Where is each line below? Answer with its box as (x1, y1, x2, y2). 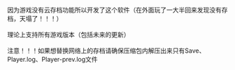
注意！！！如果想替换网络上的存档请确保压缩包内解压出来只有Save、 (7, 46, 206, 55)
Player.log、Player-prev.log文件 (7, 55, 98, 63)
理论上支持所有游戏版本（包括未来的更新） (7, 30, 130, 39)
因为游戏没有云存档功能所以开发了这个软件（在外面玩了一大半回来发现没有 (7, 6, 222, 14)
